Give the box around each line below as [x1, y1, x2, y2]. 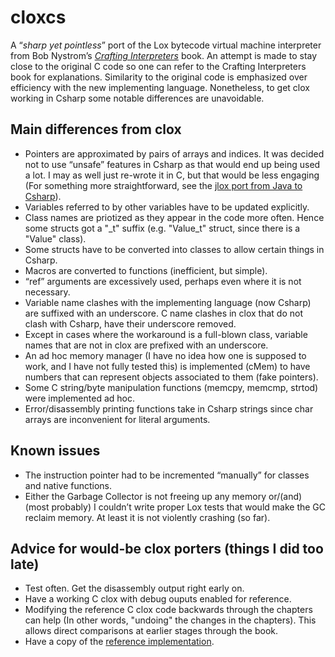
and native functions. [24, 479, 113, 491]
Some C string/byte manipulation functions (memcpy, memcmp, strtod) [24, 381, 319, 393]
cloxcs [10, 6, 67, 29]
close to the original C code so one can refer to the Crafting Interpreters [10, 60, 307, 72]
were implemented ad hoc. [24, 392, 135, 404]
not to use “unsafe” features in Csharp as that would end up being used [24, 158, 321, 170]
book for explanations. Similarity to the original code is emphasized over [10, 71, 308, 83]
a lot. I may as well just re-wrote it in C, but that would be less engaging [24, 169, 320, 181]
